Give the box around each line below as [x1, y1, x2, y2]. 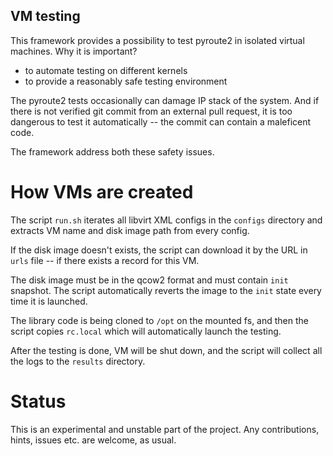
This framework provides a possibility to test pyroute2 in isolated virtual [10, 34, 305, 46]
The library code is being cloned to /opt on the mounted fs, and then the [10, 314, 309, 326]
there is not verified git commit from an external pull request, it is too [10, 105, 293, 117]
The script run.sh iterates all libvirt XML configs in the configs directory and [10, 214, 323, 226]
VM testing [10, 8, 81, 25]
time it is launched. [10, 295, 88, 307]
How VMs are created [10, 181, 194, 203]
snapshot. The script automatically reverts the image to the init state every [10, 284, 322, 296]
